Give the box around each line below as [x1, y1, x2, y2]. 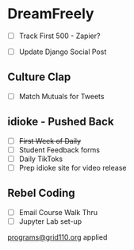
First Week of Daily [18, 136, 81, 145]
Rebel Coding [7, 187, 76, 200]
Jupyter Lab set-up [18, 216, 82, 226]
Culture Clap [7, 71, 71, 84]
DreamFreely [7, 5, 94, 23]
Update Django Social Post [18, 47, 107, 56]
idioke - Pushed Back [7, 115, 114, 129]
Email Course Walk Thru [18, 207, 98, 217]
